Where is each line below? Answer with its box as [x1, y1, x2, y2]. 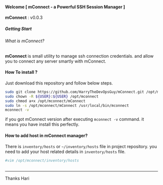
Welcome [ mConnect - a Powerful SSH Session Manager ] [5, 4, 125, 10]
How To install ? [5, 69, 38, 75]
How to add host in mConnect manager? [5, 133, 88, 138]
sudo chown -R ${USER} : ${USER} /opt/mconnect [5, 94, 98, 99]
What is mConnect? [5, 38, 45, 44]
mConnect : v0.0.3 [5, 15, 43, 20]
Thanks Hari [5, 175, 30, 182]
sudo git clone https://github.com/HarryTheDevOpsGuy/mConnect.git [5, 89, 145, 94]
